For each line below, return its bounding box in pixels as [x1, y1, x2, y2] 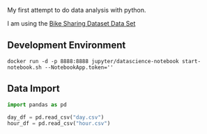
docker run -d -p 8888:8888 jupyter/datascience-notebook [7, 58, 179, 65]
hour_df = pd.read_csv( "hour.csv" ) [7, 120, 111, 127]
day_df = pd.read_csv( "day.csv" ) [7, 114, 105, 121]
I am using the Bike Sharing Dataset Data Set [7, 19, 136, 27]
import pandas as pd [7, 101, 68, 108]
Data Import [7, 83, 61, 94]
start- [181, 58, 201, 65]
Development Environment [7, 40, 126, 51]
